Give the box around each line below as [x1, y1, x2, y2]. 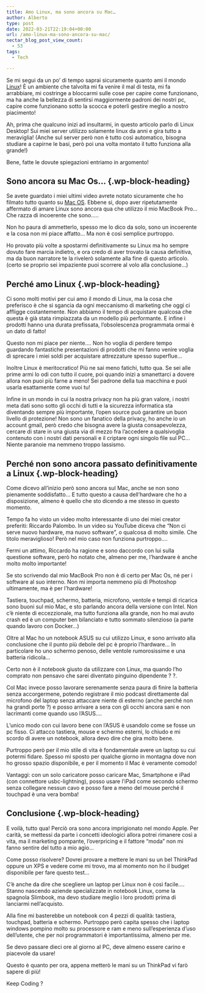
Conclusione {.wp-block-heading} [6, 808, 140, 818]
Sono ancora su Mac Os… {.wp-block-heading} [6, 176, 190, 187]
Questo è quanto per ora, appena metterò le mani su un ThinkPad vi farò [6, 961, 188, 969]
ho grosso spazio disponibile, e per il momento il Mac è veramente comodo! [6, 759, 197, 767]
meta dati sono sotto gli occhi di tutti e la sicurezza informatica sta [6, 402, 173, 410]
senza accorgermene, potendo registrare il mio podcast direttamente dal [6, 690, 189, 698]
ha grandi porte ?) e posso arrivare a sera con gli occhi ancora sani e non [6, 703, 191, 711]
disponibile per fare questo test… [6, 868, 90, 876]
